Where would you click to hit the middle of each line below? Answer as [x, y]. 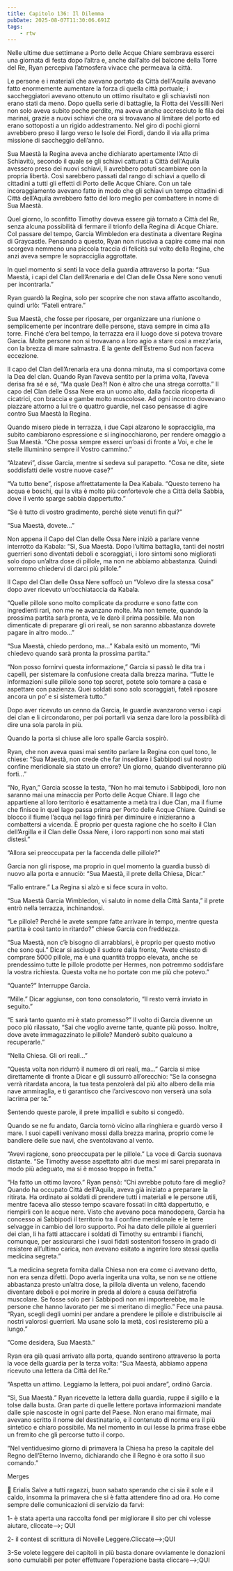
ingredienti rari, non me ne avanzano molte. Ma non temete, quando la [108, 611]
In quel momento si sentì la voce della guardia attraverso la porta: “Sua [109, 269]
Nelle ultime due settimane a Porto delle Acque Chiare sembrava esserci [111, 53]
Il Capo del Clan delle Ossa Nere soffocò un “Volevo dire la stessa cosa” [111, 582]
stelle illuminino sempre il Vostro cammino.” [70, 449]
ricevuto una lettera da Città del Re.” [59, 1371]
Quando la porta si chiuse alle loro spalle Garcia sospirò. [88, 738]
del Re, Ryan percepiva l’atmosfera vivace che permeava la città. [100, 68]
